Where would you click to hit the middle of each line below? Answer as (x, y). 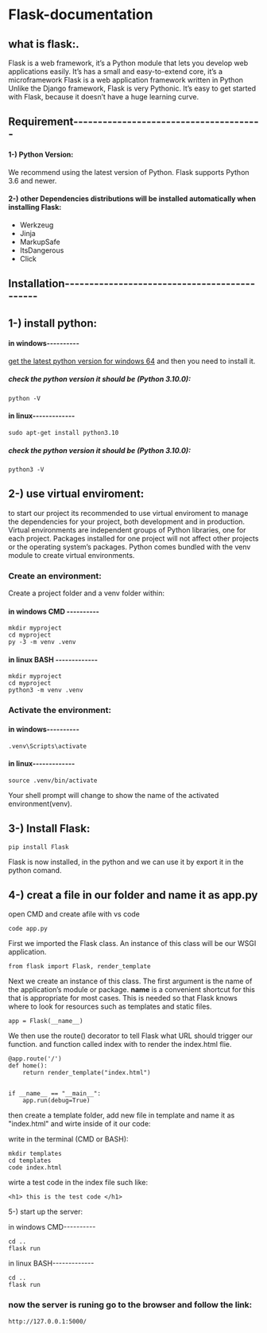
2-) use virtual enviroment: (76, 494)
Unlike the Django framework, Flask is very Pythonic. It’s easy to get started (132, 88)
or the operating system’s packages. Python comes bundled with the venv (130, 547)
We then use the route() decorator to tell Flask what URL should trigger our (131, 1036)
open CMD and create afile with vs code (74, 914)
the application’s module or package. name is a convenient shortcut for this (132, 990)
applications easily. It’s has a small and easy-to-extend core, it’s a (115, 72)
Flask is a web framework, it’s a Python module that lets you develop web (128, 63)
